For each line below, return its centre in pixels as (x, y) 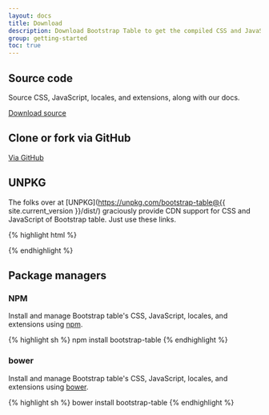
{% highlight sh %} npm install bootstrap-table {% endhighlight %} (118, 340)
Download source (37, 112)
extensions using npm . (46, 324)
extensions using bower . (48, 387)
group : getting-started (48, 38)
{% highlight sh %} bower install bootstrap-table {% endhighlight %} (121, 402)
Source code (41, 78)
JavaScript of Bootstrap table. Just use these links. (92, 219)
